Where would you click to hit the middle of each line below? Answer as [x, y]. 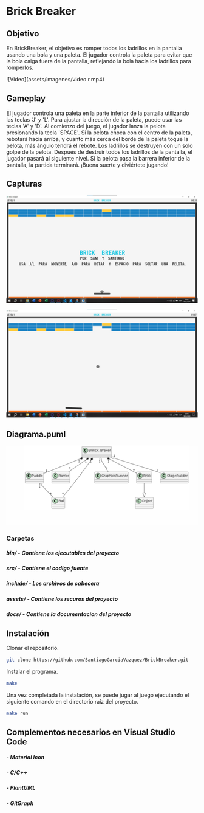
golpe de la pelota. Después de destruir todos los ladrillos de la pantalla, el [100, 152]
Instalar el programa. [32, 671]
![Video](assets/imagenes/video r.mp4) [56, 79]
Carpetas [20, 538]
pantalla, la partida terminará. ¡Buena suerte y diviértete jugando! [87, 165]
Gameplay [26, 99]
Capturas [24, 184]
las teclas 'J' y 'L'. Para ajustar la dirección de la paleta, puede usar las [94, 119]
